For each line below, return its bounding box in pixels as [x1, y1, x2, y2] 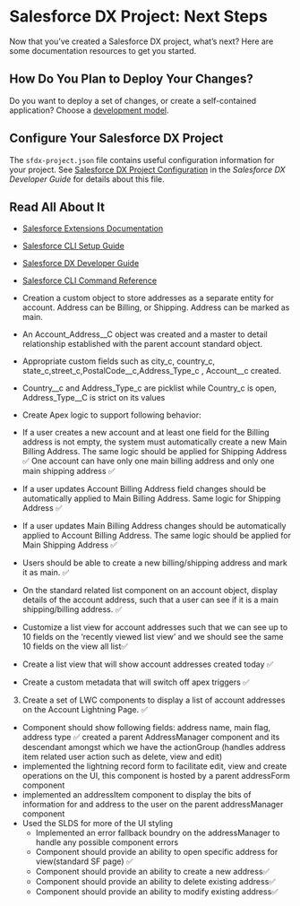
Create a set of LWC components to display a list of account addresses [21, 695, 286, 705]
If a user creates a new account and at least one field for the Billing [21, 427, 270, 438]
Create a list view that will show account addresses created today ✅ [21, 659, 274, 669]
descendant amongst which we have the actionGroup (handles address [21, 742, 287, 753]
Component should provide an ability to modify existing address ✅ [35, 886, 279, 897]
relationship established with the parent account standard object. [21, 339, 262, 349]
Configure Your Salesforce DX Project [9, 131, 224, 146]
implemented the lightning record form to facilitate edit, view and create [21, 761, 287, 772]
